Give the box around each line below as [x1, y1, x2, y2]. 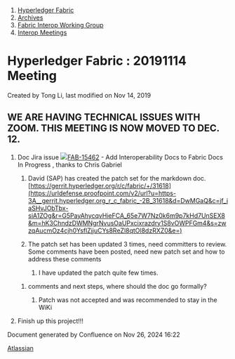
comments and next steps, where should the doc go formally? [27, 282, 207, 290]
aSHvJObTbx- [27, 204, 69, 212]
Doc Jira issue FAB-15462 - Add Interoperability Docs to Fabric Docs [17, 152, 223, 161]
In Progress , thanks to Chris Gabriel [17, 160, 123, 169]
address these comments [27, 254, 102, 263]
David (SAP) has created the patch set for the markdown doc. [27, 174, 206, 182]
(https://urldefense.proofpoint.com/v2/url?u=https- [27, 189, 177, 197]
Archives [17, 13, 43, 22]
